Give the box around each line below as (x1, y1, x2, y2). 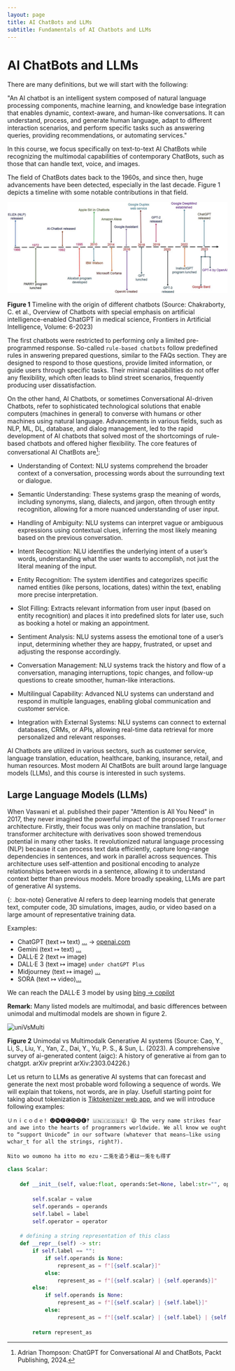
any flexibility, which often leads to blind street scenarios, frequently (7, 374, 204, 382)
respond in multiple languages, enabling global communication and (17, 696, 211, 705)
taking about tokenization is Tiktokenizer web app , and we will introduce (7, 1095, 215, 1104)
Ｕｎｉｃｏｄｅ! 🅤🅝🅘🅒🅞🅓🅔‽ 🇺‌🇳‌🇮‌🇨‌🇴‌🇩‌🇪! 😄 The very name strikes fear (7, 1117, 222, 1125)
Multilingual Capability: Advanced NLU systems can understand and (17, 689, 215, 698)
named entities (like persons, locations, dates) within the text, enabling (17, 583, 222, 591)
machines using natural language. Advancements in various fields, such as (7, 417, 222, 426)
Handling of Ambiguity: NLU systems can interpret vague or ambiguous (17, 518, 224, 527)
